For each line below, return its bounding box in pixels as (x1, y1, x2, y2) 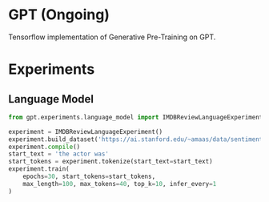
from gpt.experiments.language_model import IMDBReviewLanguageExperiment (8, 113, 263, 121)
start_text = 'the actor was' (8, 150, 110, 158)
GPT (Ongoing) (8, 6, 110, 24)
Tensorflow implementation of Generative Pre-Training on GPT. (8, 32, 216, 42)
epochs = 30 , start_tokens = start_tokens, (22, 172, 156, 181)
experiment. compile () (8, 143, 81, 151)
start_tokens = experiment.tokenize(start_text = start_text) (8, 158, 214, 166)
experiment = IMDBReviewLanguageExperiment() (8, 127, 163, 135)
